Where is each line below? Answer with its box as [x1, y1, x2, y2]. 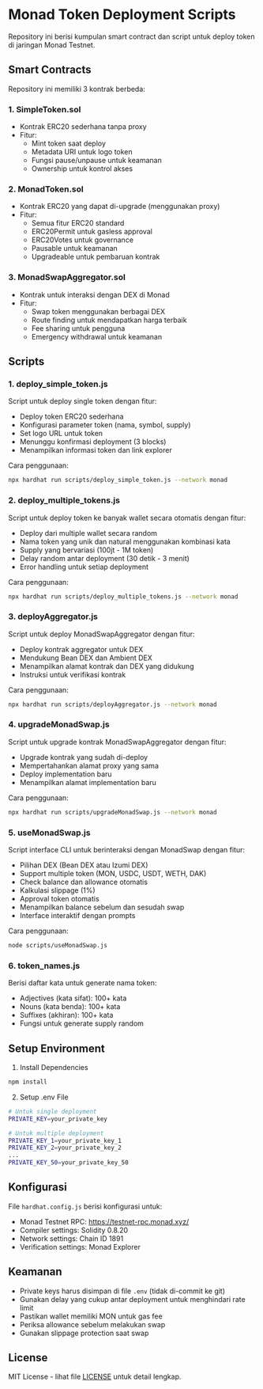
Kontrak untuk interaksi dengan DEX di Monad [19, 290, 170, 299]
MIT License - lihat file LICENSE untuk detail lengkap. [8, 1372, 182, 1382]
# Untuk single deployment [8, 1107, 97, 1115]
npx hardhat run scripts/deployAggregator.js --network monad [8, 700, 217, 708]
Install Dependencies [19, 1063, 88, 1072]
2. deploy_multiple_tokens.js [8, 495, 121, 506]
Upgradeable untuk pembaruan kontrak [31, 252, 160, 262]
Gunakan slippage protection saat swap [19, 1328, 149, 1338]
